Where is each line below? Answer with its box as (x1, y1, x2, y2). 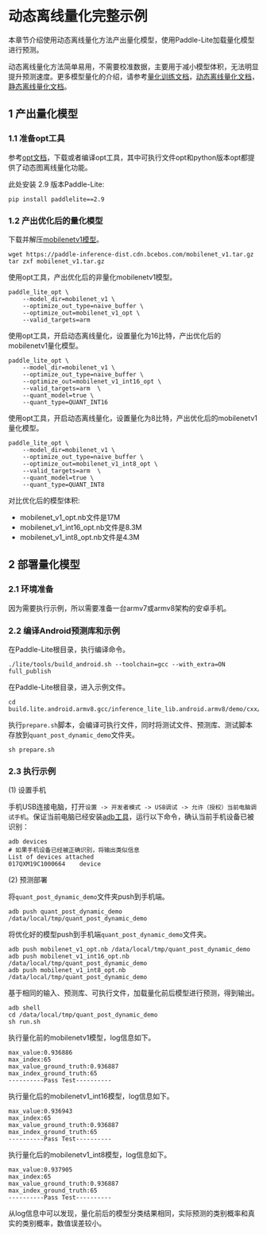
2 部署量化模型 (8, 558, 81, 572)
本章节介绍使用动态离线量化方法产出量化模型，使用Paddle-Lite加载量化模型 (8, 35, 255, 44)
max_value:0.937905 (8, 1166, 73, 1174)
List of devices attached (8, 853, 94, 862)
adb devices (8, 838, 48, 846)
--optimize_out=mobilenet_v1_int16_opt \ (22, 377, 161, 385)
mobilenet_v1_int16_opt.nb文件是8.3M (19, 522, 142, 532)
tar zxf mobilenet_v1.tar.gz (8, 257, 105, 265)
